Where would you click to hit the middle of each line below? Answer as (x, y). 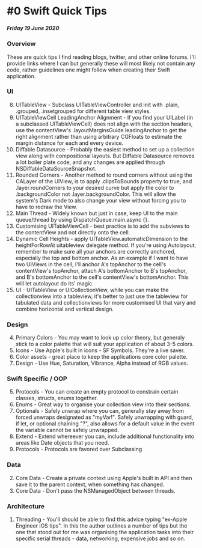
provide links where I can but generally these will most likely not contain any (101, 63)
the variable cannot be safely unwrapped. (67, 430)
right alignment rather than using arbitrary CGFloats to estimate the (99, 136)
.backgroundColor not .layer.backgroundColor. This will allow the (96, 194)
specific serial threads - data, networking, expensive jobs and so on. (100, 538)
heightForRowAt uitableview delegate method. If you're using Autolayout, (106, 245)
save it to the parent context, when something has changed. (90, 484)
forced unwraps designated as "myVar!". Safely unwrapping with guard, (104, 417)
